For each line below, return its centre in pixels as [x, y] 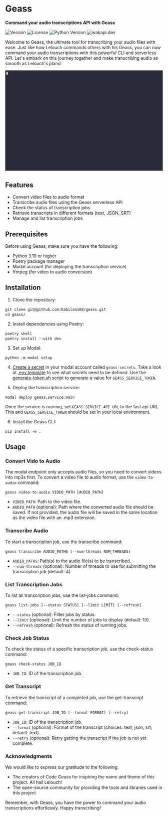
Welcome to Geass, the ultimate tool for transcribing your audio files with [80, 42]
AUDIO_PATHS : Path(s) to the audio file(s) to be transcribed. [72, 561]
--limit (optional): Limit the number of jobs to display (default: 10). [81, 620]
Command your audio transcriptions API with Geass [60, 23]
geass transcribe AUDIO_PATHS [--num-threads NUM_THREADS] [68, 551]
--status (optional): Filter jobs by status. [54, 614]
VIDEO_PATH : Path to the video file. [47, 502]
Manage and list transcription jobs [47, 218]
